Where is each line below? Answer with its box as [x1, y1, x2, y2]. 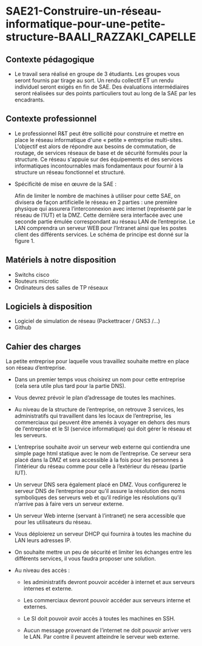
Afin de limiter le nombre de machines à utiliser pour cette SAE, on [14, 192, 181, 199]
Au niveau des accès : [14, 566, 70, 574]
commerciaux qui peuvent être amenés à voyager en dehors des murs [14, 419, 190, 426]
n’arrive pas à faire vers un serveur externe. [14, 500, 124, 508]
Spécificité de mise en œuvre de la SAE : [14, 180, 116, 188]
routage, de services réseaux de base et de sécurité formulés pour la [14, 149, 187, 156]
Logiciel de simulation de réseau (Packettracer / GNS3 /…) [14, 318, 160, 325]
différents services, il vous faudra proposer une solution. [14, 555, 156, 562]
